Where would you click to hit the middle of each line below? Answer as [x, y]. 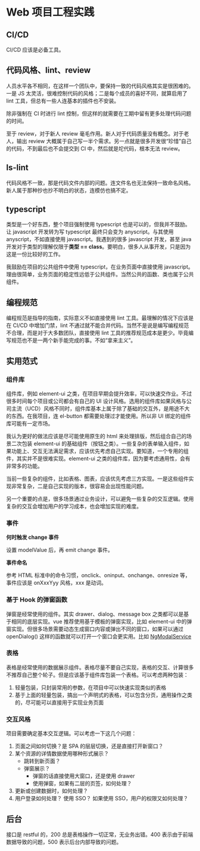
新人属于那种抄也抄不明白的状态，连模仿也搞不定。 [69, 190]
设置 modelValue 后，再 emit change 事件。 [60, 550]
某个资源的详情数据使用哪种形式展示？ [62, 754]
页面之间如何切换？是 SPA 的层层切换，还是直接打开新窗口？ [89, 746]
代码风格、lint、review [49, 70]
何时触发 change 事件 [33, 537]
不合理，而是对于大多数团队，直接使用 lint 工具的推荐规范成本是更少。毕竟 [97, 333]
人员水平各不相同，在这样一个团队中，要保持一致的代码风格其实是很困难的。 [100, 86]
